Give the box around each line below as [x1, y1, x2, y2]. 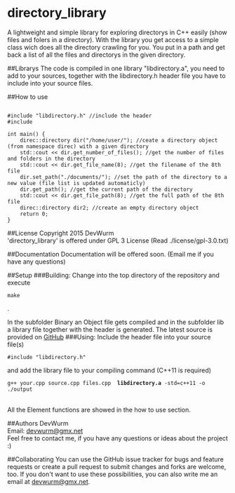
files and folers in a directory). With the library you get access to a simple [7, 35, 219, 43]
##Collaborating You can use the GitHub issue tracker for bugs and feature [7, 454, 224, 464]
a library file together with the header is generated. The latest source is [7, 325, 213, 334]
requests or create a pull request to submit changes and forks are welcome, [7, 462, 227, 471]
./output [7, 386, 33, 393]
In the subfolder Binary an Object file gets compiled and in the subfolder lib [7, 318, 224, 326]
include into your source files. [7, 79, 93, 87]
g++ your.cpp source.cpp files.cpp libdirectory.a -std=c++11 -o [7, 379, 206, 386]
